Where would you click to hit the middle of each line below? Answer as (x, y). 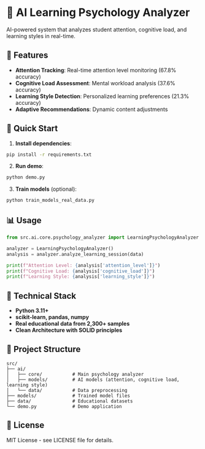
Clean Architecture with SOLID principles (69, 330)
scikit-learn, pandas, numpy (52, 317)
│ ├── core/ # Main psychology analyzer (75, 374)
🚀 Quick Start (32, 129)
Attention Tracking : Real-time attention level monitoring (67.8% (96, 70)
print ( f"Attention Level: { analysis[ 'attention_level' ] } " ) (83, 265)
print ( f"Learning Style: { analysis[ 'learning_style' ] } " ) (81, 277)
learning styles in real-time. (41, 36)
